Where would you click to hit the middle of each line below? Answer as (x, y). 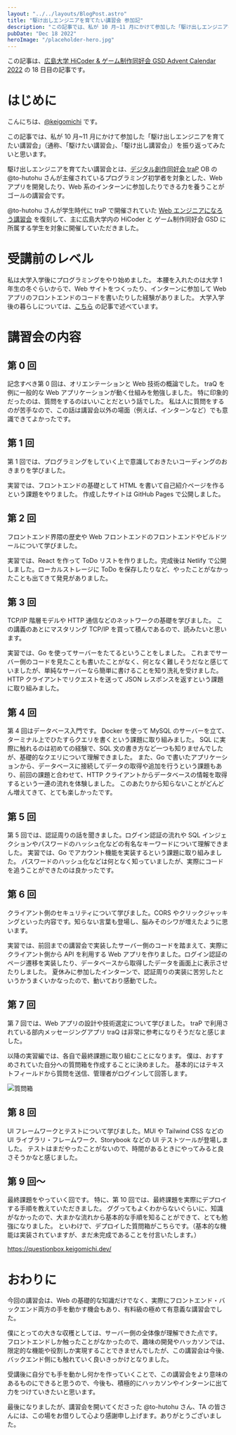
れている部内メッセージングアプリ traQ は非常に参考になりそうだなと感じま (117, 1032)
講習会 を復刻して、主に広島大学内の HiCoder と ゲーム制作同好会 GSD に (120, 220)
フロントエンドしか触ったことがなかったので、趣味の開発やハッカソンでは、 (118, 1342)
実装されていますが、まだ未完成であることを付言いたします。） (110, 1235)
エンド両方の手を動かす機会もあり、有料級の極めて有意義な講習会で (118, 1309)
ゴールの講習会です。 (38, 196)
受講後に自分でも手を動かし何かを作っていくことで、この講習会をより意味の (118, 1374)
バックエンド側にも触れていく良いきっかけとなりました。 (90, 1360)
